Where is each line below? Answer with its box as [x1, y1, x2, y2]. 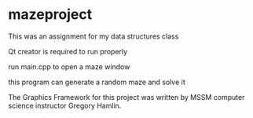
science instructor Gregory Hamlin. [8, 101, 122, 110]
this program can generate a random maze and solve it [8, 77, 186, 87]
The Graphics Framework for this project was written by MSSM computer [8, 92, 245, 101]
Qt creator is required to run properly [8, 46, 128, 56]
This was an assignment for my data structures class [8, 31, 179, 41]
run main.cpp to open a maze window [8, 61, 130, 72]
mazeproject [8, 6, 93, 24]
